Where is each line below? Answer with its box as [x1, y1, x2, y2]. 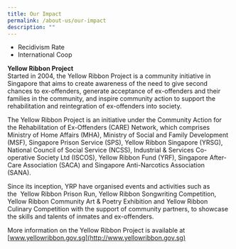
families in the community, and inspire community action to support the [7, 94, 216, 103]
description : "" [7, 23, 55, 31]
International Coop [17, 50, 73, 59]
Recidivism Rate [17, 43, 65, 52]
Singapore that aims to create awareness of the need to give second [7, 79, 208, 88]
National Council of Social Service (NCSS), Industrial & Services [7, 146, 194, 155]
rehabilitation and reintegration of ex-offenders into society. [7, 102, 183, 111]
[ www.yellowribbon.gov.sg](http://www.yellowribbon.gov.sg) [7, 233, 186, 242]
